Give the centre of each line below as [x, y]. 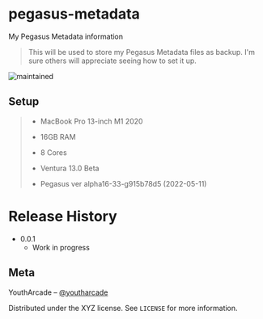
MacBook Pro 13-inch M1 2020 [91, 121]
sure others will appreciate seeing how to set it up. [112, 61]
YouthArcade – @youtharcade [58, 292]
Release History [63, 216]
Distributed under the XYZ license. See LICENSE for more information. [123, 308]
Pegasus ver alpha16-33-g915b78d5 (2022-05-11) [123, 183]
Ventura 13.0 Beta [70, 168]
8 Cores [53, 152]
